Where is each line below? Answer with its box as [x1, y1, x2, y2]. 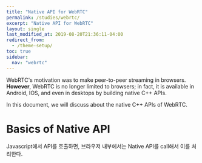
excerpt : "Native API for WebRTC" [6, 20, 94, 26]
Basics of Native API [6, 122, 110, 136]
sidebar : [6, 54, 29, 60]
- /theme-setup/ [12, 43, 53, 49]
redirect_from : [6, 37, 45, 43]
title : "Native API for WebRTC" [6, 8, 88, 15]
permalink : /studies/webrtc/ [6, 15, 80, 21]
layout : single [6, 25, 45, 32]
